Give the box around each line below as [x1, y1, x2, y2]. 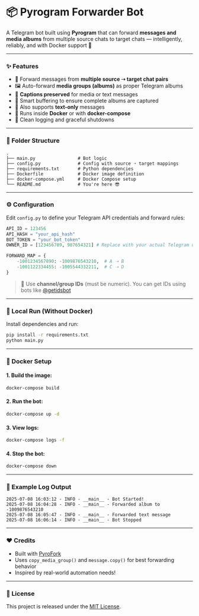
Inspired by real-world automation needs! [14, 569, 116, 576]
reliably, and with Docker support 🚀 [6, 42, 92, 49]
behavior [14, 562, 37, 570]
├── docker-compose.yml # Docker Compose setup [6, 176, 136, 182]
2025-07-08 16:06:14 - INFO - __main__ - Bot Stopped [6, 517, 142, 523]
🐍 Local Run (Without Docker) [6, 307, 93, 315]
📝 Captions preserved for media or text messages [14, 91, 138, 98]
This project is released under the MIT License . [6, 603, 121, 610]
